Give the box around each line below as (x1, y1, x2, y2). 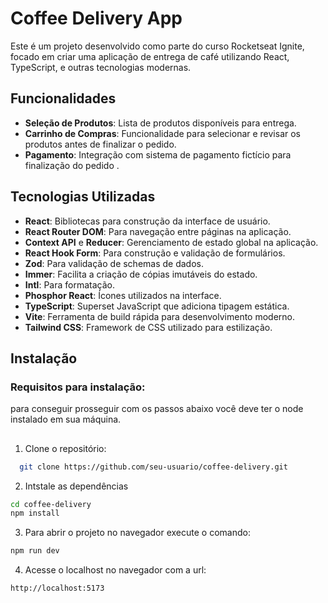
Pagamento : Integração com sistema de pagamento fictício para (24, 148, 292, 161)
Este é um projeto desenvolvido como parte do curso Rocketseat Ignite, (10, 40, 305, 52)
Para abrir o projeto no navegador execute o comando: (24, 527, 251, 539)
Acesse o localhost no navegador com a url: (24, 564, 207, 576)
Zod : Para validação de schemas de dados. (24, 257, 205, 269)
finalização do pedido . (24, 159, 120, 171)
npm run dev (10, 546, 60, 556)
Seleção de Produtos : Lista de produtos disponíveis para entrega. (24, 117, 297, 129)
